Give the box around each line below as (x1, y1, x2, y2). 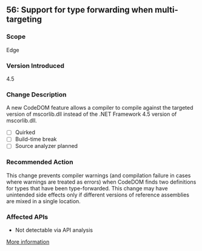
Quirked (15, 129, 35, 136)
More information (6, 238, 50, 246)
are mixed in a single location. (6, 197, 81, 205)
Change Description (6, 90, 67, 99)
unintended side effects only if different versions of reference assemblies (6, 191, 190, 198)
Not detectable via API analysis (15, 227, 93, 234)
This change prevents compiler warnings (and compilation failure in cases (6, 172, 191, 179)
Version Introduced (6, 61, 65, 70)
